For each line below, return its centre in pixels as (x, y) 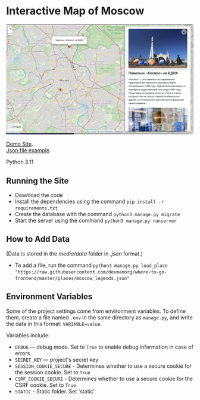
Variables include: (28, 335)
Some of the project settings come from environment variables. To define (96, 311)
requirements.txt (36, 208)
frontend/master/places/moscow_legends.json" (72, 278)
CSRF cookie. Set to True (45, 385)
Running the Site (37, 181)
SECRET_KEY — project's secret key (57, 359)
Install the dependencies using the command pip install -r (89, 202)
